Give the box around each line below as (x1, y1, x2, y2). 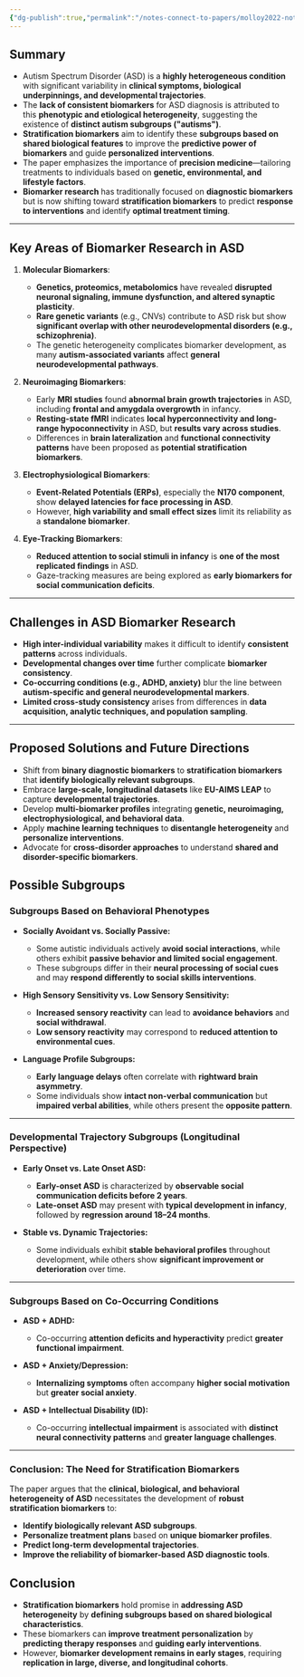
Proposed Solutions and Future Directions (9, 740, 250, 757)
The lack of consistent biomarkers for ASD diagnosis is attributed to (22, 100, 280, 111)
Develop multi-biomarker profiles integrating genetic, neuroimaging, (22, 803, 284, 814)
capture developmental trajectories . (22, 794, 160, 805)
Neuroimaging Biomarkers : (22, 377, 127, 388)
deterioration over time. (35, 1263, 127, 1274)
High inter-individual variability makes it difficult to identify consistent (22, 639, 290, 650)
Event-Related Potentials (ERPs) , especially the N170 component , (35, 487, 285, 498)
